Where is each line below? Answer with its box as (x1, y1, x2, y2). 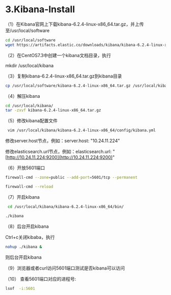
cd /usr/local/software (5, 37, 56, 43)
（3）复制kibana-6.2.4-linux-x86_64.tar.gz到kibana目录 (5, 73, 122, 79)
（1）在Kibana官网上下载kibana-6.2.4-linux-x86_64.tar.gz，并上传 (5, 21, 144, 27)
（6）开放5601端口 (5, 165, 45, 171)
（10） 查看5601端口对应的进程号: (5, 276, 76, 282)
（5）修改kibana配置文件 (5, 118, 58, 124)
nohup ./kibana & (5, 244, 42, 249)
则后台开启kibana (5, 254, 42, 260)
